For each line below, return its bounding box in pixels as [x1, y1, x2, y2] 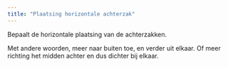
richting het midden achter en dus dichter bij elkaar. [7, 51, 159, 60]
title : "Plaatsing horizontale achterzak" [7, 10, 135, 18]
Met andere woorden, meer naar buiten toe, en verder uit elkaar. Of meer [7, 43, 221, 52]
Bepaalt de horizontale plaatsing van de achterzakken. [7, 30, 167, 38]
